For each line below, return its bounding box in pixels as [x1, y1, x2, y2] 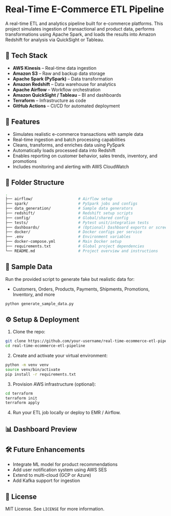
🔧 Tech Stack [5, 51, 48, 60]
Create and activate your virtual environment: [12, 353, 108, 358]
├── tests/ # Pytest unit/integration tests [5, 220, 149, 225]
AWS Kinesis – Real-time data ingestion [12, 65, 97, 71]
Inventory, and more [12, 291, 55, 297]
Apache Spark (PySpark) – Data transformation [12, 75, 113, 82]
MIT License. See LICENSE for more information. [5, 506, 105, 512]
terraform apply [5, 400, 40, 406]
